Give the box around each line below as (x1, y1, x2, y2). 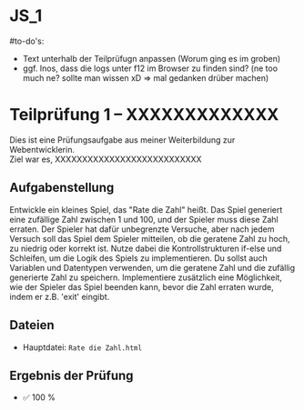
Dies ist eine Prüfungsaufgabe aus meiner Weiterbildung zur (9, 134, 236, 145)
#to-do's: (9, 35, 45, 46)
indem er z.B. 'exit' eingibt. (9, 291, 110, 302)
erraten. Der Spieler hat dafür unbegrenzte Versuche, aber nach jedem (9, 224, 275, 235)
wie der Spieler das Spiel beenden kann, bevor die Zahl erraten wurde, (9, 281, 275, 292)
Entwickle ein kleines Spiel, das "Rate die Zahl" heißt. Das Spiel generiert (9, 204, 283, 215)
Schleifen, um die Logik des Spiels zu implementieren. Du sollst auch (9, 252, 268, 264)
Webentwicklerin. (9, 144, 76, 155)
